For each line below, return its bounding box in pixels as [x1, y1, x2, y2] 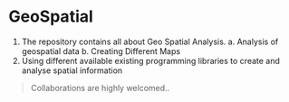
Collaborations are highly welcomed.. [30, 82, 170, 93]
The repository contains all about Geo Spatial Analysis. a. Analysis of [21, 36, 279, 47]
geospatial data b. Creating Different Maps [21, 45, 181, 56]
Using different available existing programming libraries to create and [21, 55, 280, 66]
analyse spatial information [21, 65, 123, 76]
